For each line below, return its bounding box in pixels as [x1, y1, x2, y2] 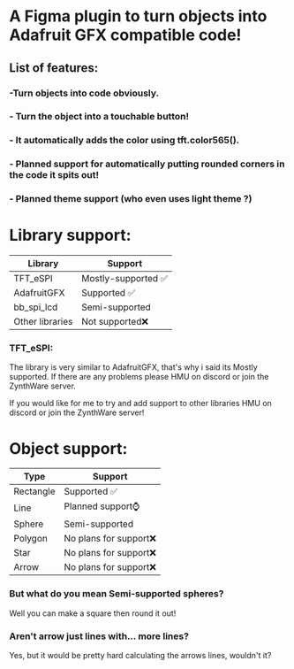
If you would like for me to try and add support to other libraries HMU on [9, 398, 272, 409]
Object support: [9, 438, 128, 458]
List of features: [9, 60, 99, 75]
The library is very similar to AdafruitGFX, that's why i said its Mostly [9, 362, 258, 373]
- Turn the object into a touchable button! [9, 111, 190, 123]
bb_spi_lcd [13, 301, 58, 313]
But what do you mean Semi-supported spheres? [9, 588, 224, 600]
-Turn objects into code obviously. [9, 87, 160, 99]
